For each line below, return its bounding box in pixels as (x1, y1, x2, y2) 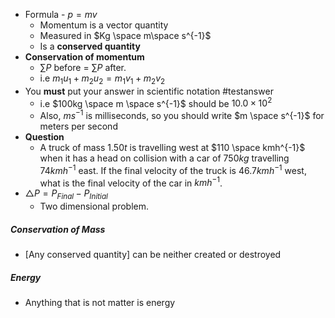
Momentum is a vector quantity (39, 19, 169, 31)
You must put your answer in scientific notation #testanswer (24, 85, 274, 97)
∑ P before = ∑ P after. (39, 62, 127, 73)
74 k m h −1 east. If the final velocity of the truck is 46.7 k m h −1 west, (39, 163, 307, 176)
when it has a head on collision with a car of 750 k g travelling (39, 152, 290, 164)
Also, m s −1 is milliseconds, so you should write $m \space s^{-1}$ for (39, 108, 325, 122)
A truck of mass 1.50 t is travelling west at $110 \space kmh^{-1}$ (39, 142, 306, 154)
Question (24, 131, 65, 143)
